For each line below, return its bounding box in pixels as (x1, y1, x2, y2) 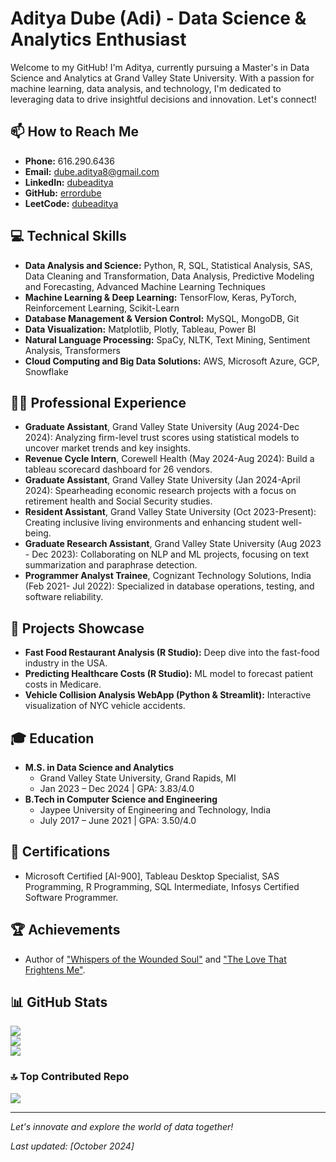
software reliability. (24, 591, 104, 603)
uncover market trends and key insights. (24, 442, 191, 454)
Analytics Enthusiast (10, 28, 187, 51)
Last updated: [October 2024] (10, 1140, 135, 1152)
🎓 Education (10, 730, 95, 747)
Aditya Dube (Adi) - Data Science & (10, 7, 307, 30)
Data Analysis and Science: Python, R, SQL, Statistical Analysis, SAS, (24, 259, 313, 271)
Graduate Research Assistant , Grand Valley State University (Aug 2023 (24, 538, 322, 550)
